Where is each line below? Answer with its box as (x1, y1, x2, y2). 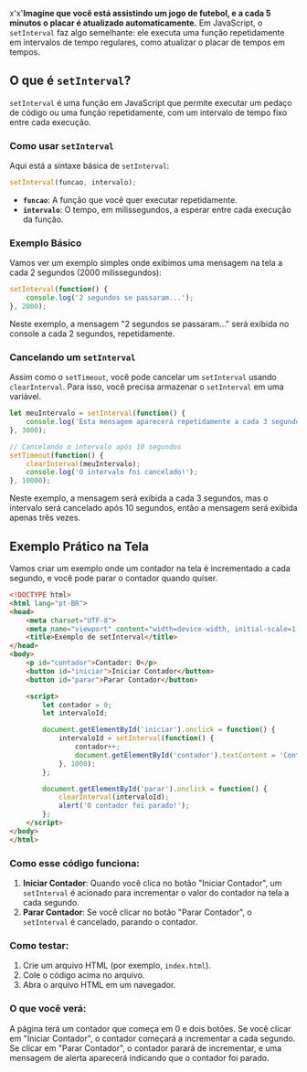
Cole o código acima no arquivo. (22, 970, 145, 981)
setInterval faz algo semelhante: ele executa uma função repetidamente (9, 27, 285, 37)
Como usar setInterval (9, 139, 114, 152)
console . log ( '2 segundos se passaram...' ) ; (26, 293, 195, 302)
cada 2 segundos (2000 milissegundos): (9, 267, 162, 278)
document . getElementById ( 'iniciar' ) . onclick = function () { (42, 726, 276, 735)
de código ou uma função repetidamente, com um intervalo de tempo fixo (9, 107, 288, 118)
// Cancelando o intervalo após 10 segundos (9, 442, 182, 451)
